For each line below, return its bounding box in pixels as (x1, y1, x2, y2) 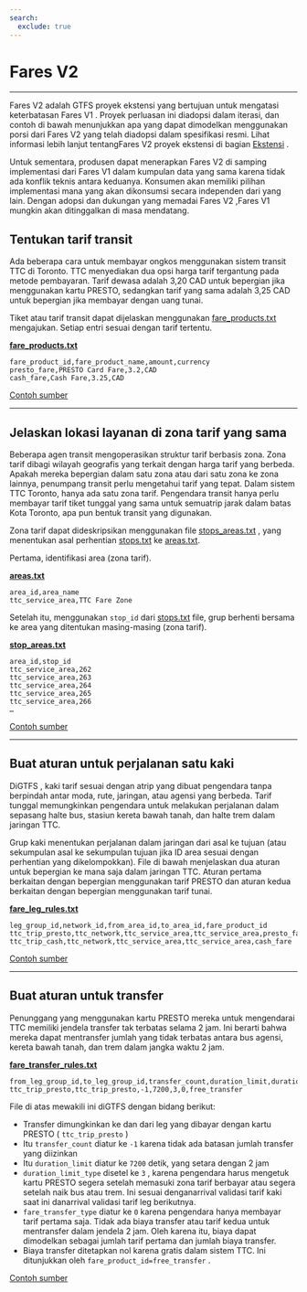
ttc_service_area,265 (9, 689, 92, 699)
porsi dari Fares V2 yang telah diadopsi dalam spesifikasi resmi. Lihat (9, 129, 270, 140)
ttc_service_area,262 (9, 665, 92, 675)
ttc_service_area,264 (9, 681, 92, 690)
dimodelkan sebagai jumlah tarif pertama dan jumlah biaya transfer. (22, 1235, 277, 1246)
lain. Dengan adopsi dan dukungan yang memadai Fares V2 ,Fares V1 (9, 196, 270, 207)
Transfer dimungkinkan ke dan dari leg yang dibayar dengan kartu (22, 1118, 272, 1129)
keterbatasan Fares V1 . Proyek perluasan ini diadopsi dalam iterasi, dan (9, 110, 280, 121)
